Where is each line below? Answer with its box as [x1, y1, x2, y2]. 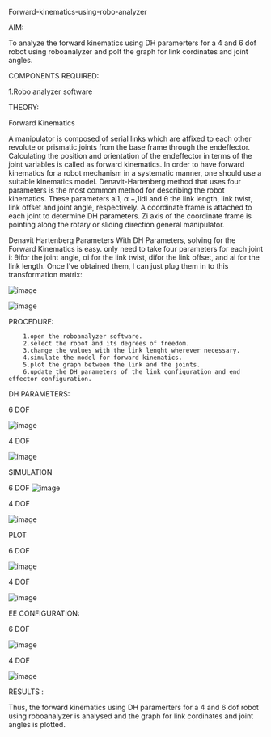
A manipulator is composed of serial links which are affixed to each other [8, 133, 252, 143]
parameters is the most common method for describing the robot [8, 185, 225, 195]
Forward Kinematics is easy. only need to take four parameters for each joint [8, 244, 264, 253]
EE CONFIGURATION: [8, 608, 80, 618]
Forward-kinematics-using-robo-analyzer [8, 7, 147, 16]
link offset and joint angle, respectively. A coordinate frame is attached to [8, 202, 252, 212]
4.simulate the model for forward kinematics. [23, 354, 183, 362]
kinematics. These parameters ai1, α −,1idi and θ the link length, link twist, [8, 194, 253, 203]
